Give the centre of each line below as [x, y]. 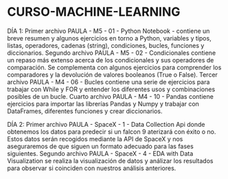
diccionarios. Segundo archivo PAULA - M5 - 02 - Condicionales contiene [112, 53]
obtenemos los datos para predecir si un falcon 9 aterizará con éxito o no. [112, 132]
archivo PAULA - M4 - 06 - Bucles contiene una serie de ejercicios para [109, 82]
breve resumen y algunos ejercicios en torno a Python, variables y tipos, [109, 38]
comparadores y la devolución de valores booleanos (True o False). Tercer [113, 74]
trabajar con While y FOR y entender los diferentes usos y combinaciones [111, 89]
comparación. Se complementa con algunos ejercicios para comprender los [114, 67]
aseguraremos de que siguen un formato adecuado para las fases [100, 146]
